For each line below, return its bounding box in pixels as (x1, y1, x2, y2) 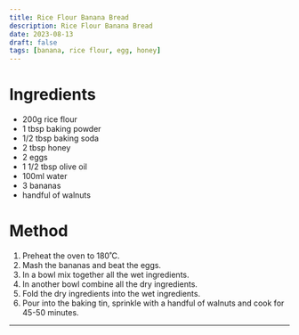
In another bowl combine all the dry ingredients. (21, 279, 198, 290)
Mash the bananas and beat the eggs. (21, 260, 162, 270)
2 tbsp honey (21, 143, 71, 153)
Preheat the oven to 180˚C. (21, 250, 120, 261)
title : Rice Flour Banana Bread (9, 12, 129, 22)
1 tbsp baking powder (21, 124, 101, 135)
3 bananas (21, 180, 61, 192)
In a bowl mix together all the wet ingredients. (21, 269, 190, 280)
